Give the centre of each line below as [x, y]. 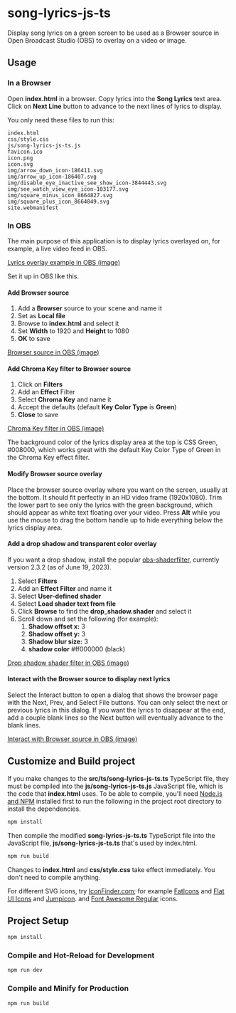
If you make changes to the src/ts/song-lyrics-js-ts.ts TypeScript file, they [118, 778]
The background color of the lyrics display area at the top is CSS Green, [113, 442]
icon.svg [20, 164]
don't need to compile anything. [54, 877]
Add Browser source [38, 293]
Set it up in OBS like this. [43, 276]
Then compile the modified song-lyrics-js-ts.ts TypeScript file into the [111, 835]
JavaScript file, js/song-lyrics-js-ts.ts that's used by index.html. [102, 843]
